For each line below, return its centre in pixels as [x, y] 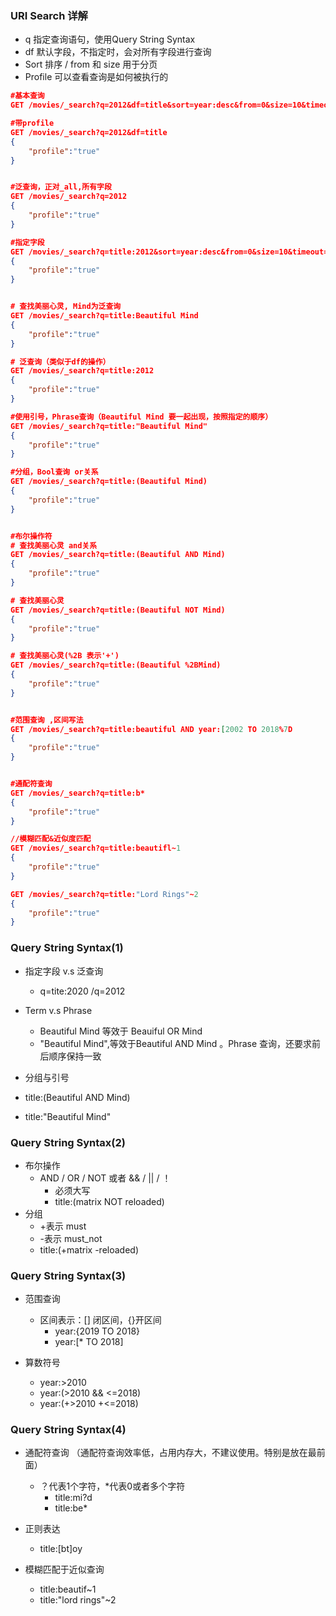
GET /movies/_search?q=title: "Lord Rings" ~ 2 [104, 894]
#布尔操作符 [31, 536]
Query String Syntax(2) [68, 1142]
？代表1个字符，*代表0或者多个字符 [112, 1486]
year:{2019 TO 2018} [97, 1331]
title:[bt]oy [61, 1549]
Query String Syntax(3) [68, 1275]
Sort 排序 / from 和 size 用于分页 [91, 64]
